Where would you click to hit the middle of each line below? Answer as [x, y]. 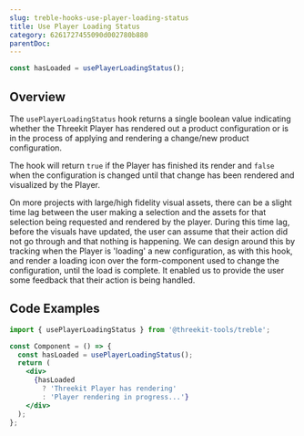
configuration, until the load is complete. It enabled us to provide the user [147, 270]
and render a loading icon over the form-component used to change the [144, 260]
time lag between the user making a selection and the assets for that [138, 212]
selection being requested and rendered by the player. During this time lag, [150, 222]
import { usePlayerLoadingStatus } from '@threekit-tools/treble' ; [140, 329]
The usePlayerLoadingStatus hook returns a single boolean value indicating [150, 119]
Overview [38, 97]
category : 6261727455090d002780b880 [79, 35]
